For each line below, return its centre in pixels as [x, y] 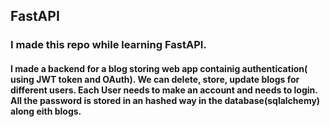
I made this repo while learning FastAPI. [108, 45]
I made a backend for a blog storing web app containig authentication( [159, 68]
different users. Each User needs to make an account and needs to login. [164, 90]
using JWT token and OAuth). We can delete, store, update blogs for [155, 79]
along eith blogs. [46, 111]
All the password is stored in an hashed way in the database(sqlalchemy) [165, 100]
